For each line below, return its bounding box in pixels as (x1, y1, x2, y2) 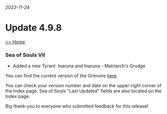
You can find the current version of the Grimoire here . (5, 73, 118, 79)
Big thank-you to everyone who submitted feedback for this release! (5, 103, 149, 109)
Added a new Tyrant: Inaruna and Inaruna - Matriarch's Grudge (12, 63, 146, 69)
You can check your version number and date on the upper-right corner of (5, 83, 162, 89)
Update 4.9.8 (5, 22, 62, 33)
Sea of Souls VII (5, 51, 45, 58)
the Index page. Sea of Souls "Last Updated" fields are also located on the (5, 88, 162, 94)
